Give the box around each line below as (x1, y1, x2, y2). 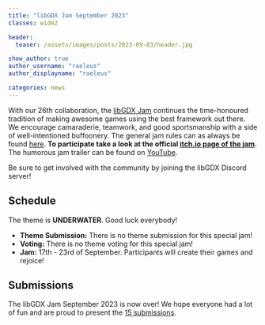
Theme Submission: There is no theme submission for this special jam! (19, 230, 253, 240)
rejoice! (19, 255, 45, 265)
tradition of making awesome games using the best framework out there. (8, 114, 246, 123)
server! (8, 171, 32, 180)
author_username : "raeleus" (8, 62, 101, 70)
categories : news (8, 84, 66, 92)
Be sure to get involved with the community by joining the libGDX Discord (8, 163, 247, 172)
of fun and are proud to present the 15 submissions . (8, 308, 176, 317)
